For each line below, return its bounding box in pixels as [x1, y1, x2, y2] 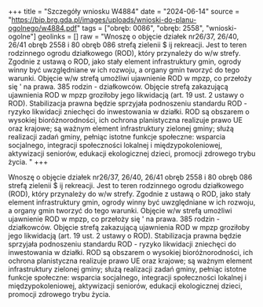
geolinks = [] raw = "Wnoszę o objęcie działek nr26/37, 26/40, [38, 31, 239, 41]
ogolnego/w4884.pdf [8, 24, 77, 32]
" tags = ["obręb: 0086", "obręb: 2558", [76, 24, 204, 32]
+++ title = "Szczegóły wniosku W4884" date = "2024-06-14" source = [8, 7, 240, 16]
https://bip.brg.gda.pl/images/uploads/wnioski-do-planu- [11, 15, 197, 24]
